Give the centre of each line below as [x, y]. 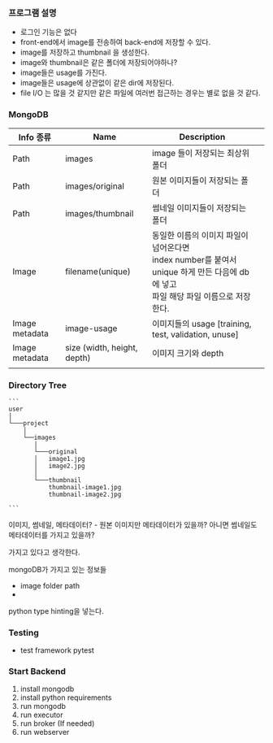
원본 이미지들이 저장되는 [195, 180]
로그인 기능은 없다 [48, 32]
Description [202, 137]
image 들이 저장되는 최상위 [201, 153]
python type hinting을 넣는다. [56, 610]
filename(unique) [98, 272]
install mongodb [47, 689]
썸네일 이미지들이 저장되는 [199, 207]
